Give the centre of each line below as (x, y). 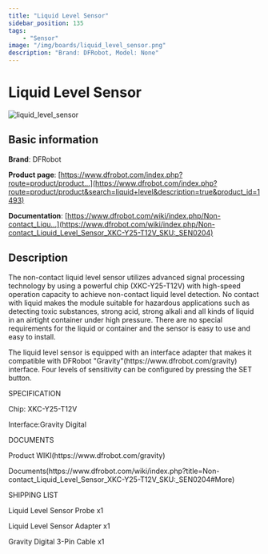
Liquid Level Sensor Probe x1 (56, 510)
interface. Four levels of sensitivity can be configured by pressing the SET (130, 369)
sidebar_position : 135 (46, 23)
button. (20, 378)
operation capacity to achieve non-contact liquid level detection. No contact (134, 294)
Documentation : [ (38, 215)
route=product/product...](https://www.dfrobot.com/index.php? (113, 183)
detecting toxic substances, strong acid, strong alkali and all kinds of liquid (131, 311)
